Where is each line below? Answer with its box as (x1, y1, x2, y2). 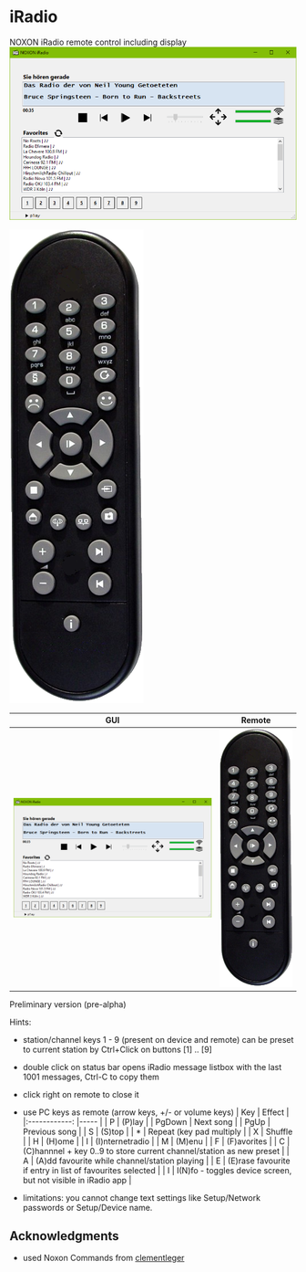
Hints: (9, 1016, 32, 1027)
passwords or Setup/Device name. (22, 1202, 153, 1213)
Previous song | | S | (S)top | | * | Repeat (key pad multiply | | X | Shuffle (22, 1126, 293, 1137)
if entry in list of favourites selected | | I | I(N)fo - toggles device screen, (22, 1164, 292, 1175)
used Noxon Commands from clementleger (22, 1253, 185, 1264)
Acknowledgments (9, 1228, 120, 1244)
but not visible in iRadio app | (22, 1174, 132, 1185)
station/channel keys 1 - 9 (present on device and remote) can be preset (22, 1034, 294, 1045)
